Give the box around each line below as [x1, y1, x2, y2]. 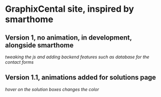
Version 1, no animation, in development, [5, 33, 132, 42]
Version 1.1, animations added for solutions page [5, 73, 156, 82]
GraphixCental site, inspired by [5, 3, 134, 15]
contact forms [5, 59, 34, 65]
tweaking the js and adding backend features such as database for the [5, 54, 150, 60]
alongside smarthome [5, 41, 74, 49]
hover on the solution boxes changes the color [5, 86, 99, 92]
